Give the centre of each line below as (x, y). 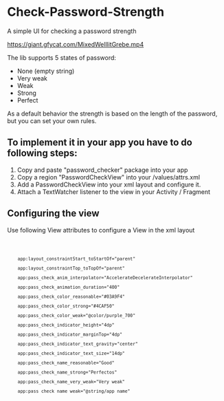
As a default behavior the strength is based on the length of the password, (112, 113)
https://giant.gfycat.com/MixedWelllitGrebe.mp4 (76, 44)
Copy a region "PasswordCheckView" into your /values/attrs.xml (109, 177)
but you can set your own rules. (52, 120)
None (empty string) (46, 71)
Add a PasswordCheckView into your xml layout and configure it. (109, 184)
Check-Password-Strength (86, 12)
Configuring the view (53, 214)
